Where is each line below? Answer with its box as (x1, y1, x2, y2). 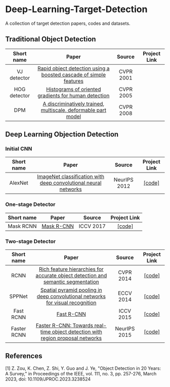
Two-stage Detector (5, 238, 56, 245)
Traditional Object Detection (5, 35, 96, 44)
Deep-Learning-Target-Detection (5, 4, 148, 15)
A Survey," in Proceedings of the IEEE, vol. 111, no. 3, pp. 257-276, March (5, 370, 157, 376)
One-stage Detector (5, 201, 56, 208)
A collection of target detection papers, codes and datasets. (5, 20, 131, 26)
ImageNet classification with (37, 173, 105, 180)
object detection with (52, 328, 102, 335)
